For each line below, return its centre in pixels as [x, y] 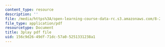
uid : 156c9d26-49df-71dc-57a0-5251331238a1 [50, 37]
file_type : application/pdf [34, 23]
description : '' [22, 14]
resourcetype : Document [29, 28]
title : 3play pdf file [28, 32]
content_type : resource [29, 10]
